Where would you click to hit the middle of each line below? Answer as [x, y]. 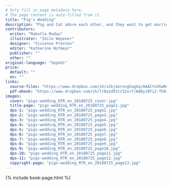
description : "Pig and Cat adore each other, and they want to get [79, 24]
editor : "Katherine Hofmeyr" [41, 48]
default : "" [23, 72]
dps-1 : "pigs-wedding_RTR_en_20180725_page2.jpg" [64, 110]
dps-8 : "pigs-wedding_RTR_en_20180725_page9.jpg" [64, 144]
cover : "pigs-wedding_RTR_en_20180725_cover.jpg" [64, 101]
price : [12, 67]
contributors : [20, 29]
